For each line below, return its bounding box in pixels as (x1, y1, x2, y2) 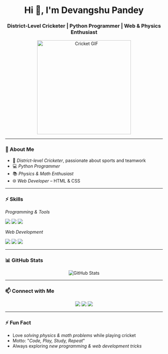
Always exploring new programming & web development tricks (12, 343, 142, 349)
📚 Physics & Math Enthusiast (12, 170, 74, 176)
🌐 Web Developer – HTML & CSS (12, 178, 80, 184)
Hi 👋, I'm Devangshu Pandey (24, 5, 144, 16)
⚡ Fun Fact (5, 319, 31, 326)
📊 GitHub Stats (5, 257, 43, 264)
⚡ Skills (5, 196, 23, 203)
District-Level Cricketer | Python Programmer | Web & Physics (7, 23, 161, 30)
